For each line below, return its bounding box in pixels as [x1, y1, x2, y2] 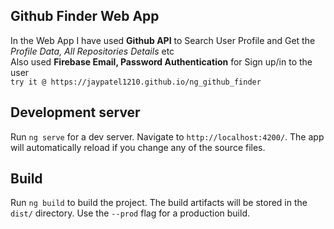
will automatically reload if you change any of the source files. [10, 141, 266, 153]
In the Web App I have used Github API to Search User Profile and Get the [10, 34, 316, 46]
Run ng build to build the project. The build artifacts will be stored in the [10, 197, 308, 209]
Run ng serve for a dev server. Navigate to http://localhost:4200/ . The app [10, 130, 325, 143]
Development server [10, 104, 141, 121]
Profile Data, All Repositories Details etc [10, 45, 175, 57]
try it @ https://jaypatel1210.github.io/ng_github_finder [10, 77, 262, 87]
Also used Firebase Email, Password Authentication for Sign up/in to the [10, 55, 313, 68]
